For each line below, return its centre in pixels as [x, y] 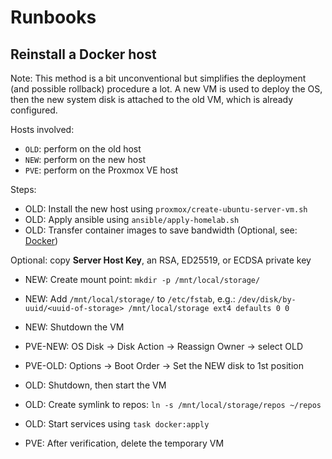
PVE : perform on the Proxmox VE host [101, 170]
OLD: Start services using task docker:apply [117, 424]
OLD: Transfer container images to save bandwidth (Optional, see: [161, 230]
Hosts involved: [42, 129]
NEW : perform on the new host [85, 159]
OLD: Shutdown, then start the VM [95, 385]
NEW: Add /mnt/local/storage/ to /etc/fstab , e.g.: [130, 299]
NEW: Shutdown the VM [74, 327]
